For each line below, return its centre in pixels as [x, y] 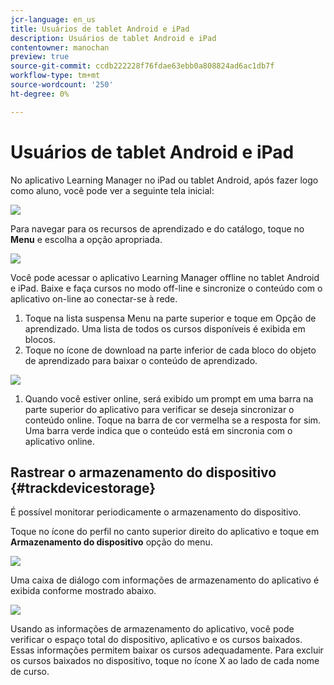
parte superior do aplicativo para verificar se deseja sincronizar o [159, 409]
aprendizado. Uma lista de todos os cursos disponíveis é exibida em [165, 328]
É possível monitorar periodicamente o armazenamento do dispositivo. [156, 512]
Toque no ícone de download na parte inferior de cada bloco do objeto [170, 350]
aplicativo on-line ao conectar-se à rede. [94, 298]
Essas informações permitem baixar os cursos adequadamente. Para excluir [167, 650]
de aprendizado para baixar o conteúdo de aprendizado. [141, 360]
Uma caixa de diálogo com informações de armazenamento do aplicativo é [165, 580]
